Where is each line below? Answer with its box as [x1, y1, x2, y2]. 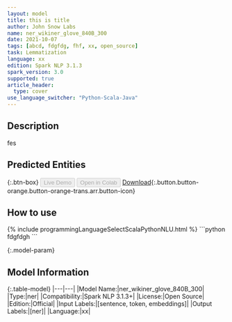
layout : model [7, 10, 49, 17]
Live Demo [44, 178, 72, 186]
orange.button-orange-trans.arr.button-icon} [7, 186, 135, 195]
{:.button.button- [151, 178, 199, 186]
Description [7, 120, 59, 132]
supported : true [7, 75, 54, 82]
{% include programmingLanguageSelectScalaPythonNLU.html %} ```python [7, 225, 226, 233]
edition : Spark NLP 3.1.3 [7, 62, 82, 69]
